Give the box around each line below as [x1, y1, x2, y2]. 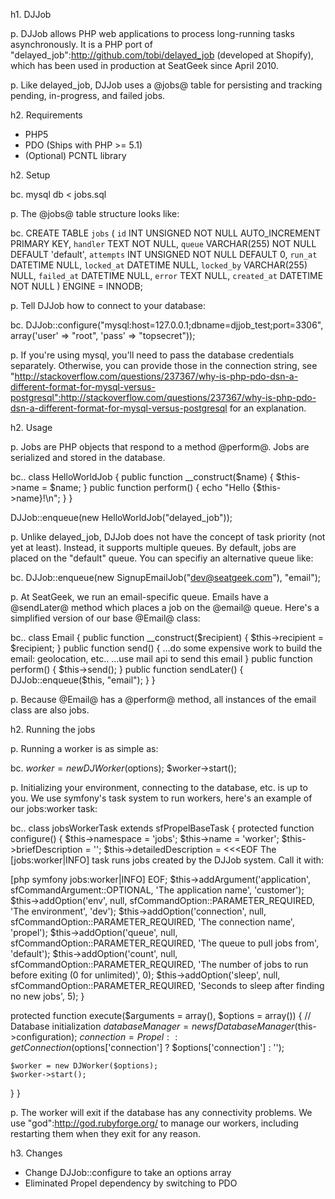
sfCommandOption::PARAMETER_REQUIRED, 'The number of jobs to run [10, 959, 309, 970]
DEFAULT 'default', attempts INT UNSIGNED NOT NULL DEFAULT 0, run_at [10, 249, 318, 260]
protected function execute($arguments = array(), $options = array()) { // [10, 1010, 312, 1021]
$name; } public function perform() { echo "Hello [49, 482, 251, 493]
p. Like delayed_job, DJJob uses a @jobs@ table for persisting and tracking [10, 79, 323, 91]
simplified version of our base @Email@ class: [10, 612, 201, 624]
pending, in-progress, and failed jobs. [10, 90, 166, 101]
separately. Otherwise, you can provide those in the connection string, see [10, 360, 318, 371]
